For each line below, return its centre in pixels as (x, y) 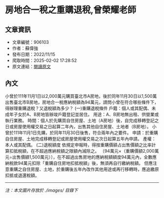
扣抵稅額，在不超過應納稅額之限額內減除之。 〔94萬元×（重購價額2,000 (82, 151)
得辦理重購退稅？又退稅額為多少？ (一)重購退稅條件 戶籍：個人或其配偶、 (79, 108)
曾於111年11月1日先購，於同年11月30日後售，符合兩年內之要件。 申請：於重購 (82, 133)
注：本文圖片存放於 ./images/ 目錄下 (41, 190)
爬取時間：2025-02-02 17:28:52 (44, 60)
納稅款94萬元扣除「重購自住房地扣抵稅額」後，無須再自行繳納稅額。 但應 (79, 163)
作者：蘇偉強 (25, 48)
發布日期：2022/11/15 (33, 54)
